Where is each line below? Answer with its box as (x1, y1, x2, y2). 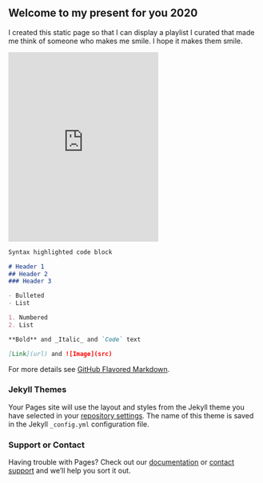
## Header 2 (8, 270, 48, 278)
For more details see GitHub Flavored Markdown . (8, 364, 170, 374)
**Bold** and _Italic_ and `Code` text (8, 335, 141, 343)
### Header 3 (8, 277, 52, 286)
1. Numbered (8, 314, 48, 322)
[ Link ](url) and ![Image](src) (8, 350, 113, 358)
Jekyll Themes (8, 384, 67, 395)
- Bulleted (8, 291, 45, 300)
